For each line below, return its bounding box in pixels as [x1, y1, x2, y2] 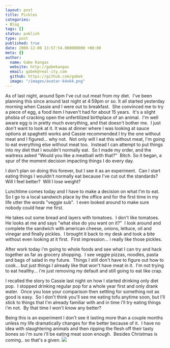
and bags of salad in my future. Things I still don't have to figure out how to [5, 257, 164, 263]
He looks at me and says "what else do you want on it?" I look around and [5, 220, 161, 226]
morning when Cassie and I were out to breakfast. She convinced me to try [5, 103, 164, 110]
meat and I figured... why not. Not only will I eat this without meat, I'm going [5, 136, 165, 142]
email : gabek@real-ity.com [10, 69, 67, 74]
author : [5, 55, 22, 60]
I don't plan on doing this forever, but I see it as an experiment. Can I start [5, 167, 161, 173]
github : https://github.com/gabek [10, 74, 83, 79]
